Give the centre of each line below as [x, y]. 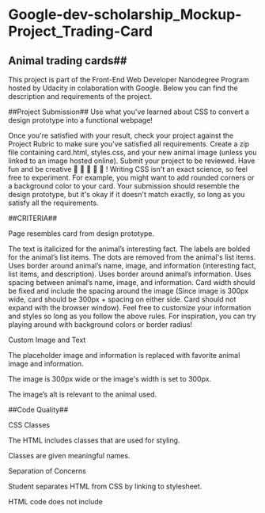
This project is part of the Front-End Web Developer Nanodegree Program [129, 80]
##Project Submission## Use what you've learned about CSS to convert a [129, 112]
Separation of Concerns [47, 471]
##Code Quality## [38, 410]
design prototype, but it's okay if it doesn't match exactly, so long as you [127, 194]
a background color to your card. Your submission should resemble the [124, 186]
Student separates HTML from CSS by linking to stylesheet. [105, 486]
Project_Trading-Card [80, 31]
